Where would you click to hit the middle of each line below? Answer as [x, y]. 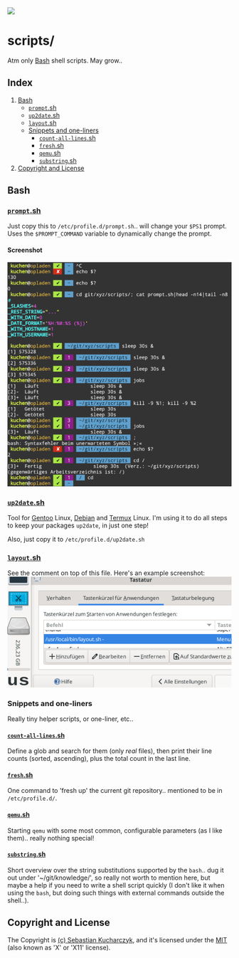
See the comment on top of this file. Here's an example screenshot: [106, 573]
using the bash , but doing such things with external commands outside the [116, 893]
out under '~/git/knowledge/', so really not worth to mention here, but [109, 878]
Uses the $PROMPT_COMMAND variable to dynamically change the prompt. [110, 233]
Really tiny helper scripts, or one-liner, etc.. [70, 719]
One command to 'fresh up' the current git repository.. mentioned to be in [115, 791]
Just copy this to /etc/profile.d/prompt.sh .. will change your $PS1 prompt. [117, 226]
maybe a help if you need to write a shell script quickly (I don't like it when [116, 885]
